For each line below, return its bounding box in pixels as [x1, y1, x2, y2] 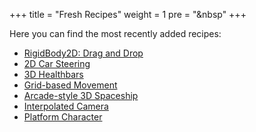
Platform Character [23, 111, 103, 123]
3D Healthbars [23, 69, 84, 80]
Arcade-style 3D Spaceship [23, 90, 139, 101]
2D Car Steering [23, 58, 91, 69]
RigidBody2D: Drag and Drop [23, 47, 144, 59]
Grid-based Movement [23, 79, 118, 91]
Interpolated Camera [23, 100, 109, 112]
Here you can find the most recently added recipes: [9, 28, 222, 39]
